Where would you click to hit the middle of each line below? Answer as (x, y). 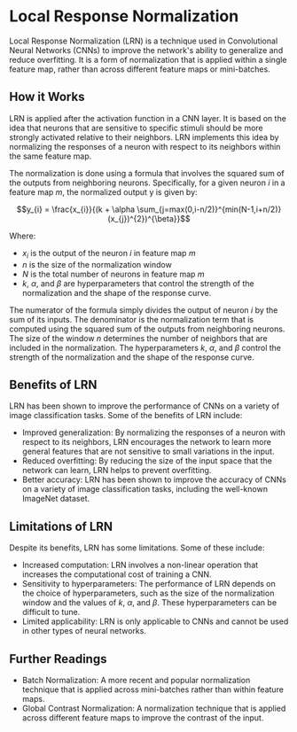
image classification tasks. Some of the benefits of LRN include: (126, 416)
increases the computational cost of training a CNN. (117, 574)
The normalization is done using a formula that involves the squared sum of (147, 173)
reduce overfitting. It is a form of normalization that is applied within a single (148, 59)
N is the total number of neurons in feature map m (113, 274)
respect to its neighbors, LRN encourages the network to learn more (147, 442)
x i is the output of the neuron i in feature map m (109, 254)
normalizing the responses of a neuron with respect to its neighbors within (145, 146)
